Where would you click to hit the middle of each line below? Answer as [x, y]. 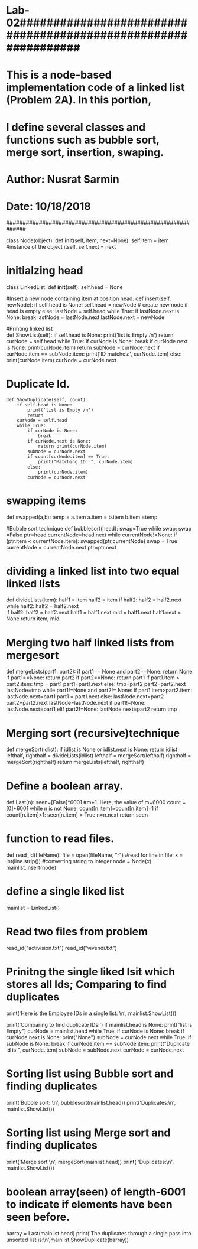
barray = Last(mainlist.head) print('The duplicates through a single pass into [99, 1233]
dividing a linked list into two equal [93, 571]
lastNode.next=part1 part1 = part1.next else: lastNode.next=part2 [85, 697]
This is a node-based [59, 75]
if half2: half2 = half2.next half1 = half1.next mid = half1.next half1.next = [94, 613]
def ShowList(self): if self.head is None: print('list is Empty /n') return [90, 335]
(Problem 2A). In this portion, [79, 100]
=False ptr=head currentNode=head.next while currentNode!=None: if [92, 535]
